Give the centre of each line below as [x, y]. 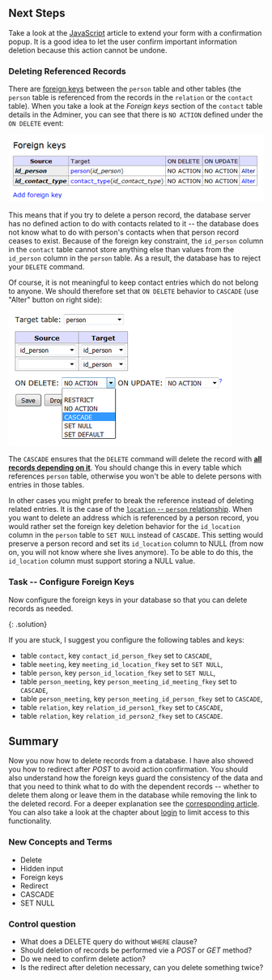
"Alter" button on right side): [55, 300]
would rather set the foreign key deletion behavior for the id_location [125, 527]
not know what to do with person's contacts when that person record [124, 232]
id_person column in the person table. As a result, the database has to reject [135, 258]
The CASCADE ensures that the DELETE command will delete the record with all [135, 459]
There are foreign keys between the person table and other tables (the [125, 89]
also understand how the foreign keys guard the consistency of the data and [136, 778]
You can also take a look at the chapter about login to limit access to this [129, 812]
